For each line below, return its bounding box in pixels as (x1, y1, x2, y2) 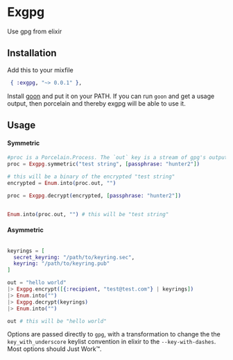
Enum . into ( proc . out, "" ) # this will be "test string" (7, 211, 169, 218)
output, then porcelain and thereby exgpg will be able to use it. (7, 99, 186, 108)
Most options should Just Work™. (7, 345, 102, 353)
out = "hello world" (7, 279, 67, 286)
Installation (7, 47, 57, 59)
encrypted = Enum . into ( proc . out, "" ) (7, 179, 116, 186)
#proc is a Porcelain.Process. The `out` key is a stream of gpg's (7, 154, 207, 161)
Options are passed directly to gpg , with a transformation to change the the (7, 330, 221, 338)
